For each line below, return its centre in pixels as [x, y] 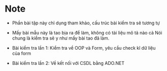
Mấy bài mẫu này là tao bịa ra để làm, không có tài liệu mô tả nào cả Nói [87, 32]
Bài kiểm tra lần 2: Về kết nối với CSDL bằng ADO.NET [68, 63]
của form [22, 53]
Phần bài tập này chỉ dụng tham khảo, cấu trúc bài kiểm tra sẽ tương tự [86, 23]
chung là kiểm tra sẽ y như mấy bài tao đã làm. [61, 38]
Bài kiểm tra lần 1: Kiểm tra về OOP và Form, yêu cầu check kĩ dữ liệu [84, 48]
